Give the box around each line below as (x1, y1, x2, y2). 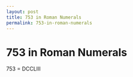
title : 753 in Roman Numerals (6, 14, 82, 20)
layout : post (6, 8, 39, 15)
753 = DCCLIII (6, 65, 41, 72)
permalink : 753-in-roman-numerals (6, 20, 93, 26)
